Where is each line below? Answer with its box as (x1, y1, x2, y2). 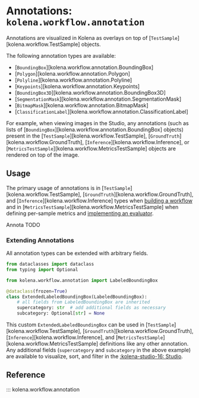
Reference (6, 370, 46, 380)
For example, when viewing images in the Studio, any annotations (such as (6, 119, 189, 126)
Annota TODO (6, 221, 40, 228)
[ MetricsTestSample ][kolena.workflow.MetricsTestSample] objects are (6, 145, 176, 152)
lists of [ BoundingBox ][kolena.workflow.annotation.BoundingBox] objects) (6, 126, 184, 133)
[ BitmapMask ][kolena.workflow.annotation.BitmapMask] (14, 101, 149, 108)
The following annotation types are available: (6, 52, 116, 59)
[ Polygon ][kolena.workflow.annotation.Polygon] (14, 70, 131, 77)
